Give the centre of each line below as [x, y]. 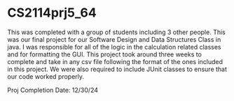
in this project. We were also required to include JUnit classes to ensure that [117, 69]
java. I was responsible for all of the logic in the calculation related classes [115, 47]
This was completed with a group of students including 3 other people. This [116, 32]
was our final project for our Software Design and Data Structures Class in [114, 39]
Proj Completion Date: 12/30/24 [53, 90]
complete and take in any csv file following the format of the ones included [115, 61]
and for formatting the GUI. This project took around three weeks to [104, 54]
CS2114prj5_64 [52, 13]
